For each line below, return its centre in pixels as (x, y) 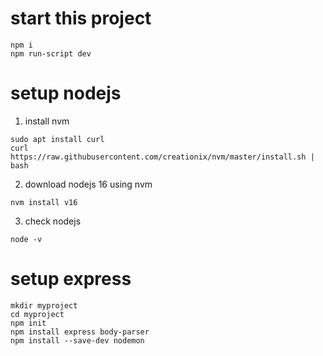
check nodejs (53, 221)
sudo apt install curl (57, 139)
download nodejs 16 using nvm (88, 184)
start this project (81, 18)
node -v (26, 239)
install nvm (47, 121)
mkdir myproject (44, 305)
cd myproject (37, 314)
